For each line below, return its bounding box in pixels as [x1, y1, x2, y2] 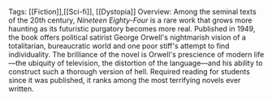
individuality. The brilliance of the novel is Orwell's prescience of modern [8, 50, 253, 59]
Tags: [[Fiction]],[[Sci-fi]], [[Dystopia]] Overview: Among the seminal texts [8, 7, 257, 16]
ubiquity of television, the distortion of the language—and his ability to [28, 58, 263, 68]
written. [8, 84, 34, 94]
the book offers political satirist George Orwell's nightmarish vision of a [8, 32, 246, 42]
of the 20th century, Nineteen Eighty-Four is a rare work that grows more [8, 15, 253, 25]
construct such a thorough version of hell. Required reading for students [8, 67, 250, 76]
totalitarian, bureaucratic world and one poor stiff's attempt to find [8, 41, 230, 51]
